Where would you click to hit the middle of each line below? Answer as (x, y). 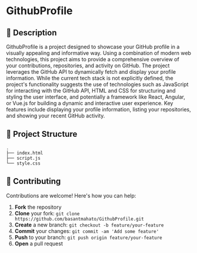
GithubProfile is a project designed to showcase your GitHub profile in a (93, 47)
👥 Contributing (34, 181)
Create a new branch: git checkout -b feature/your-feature (89, 225)
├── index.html (25, 153)
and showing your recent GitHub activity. (56, 116)
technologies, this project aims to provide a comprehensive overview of (93, 59)
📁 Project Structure (42, 134)
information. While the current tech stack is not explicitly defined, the (90, 78)
